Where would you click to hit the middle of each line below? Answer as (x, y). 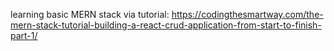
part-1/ (24, 35)
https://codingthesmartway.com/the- (247, 14)
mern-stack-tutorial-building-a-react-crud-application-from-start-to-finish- (166, 25)
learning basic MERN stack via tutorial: (90, 14)
